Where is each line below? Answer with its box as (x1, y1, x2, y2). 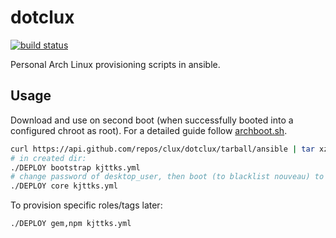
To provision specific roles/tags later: (10, 199, 163, 211)
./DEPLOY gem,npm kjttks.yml (10, 219, 132, 229)
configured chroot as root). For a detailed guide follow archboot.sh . (10, 124, 288, 136)
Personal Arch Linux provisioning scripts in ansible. (10, 58, 221, 70)
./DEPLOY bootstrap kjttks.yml (10, 162, 141, 173)
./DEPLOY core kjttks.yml (10, 181, 118, 191)
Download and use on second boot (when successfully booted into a (10, 114, 294, 126)
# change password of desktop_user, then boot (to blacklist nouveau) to (10, 172, 325, 182)
